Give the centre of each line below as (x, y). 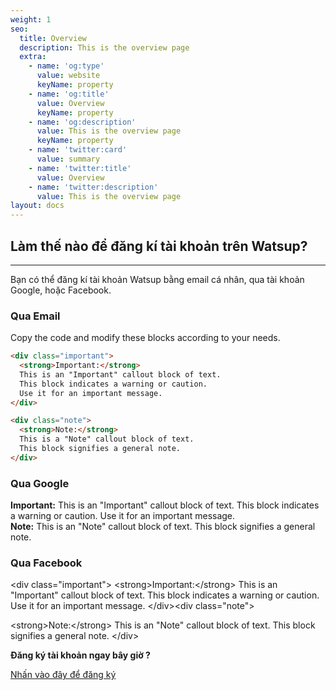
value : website (68, 76)
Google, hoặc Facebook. (61, 290)
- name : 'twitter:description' (93, 187)
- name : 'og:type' (66, 66)
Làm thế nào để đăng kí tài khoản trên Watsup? (159, 246)
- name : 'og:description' (82, 122)
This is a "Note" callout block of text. (107, 439)
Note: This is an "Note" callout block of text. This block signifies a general (163, 527)
